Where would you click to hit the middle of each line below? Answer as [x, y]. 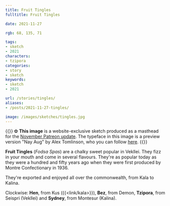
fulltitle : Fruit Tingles [32, 15]
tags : [11, 42]
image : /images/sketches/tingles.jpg [45, 117]
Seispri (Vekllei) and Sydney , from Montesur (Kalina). [61, 198]
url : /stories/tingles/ [30, 98]
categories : [18, 66]
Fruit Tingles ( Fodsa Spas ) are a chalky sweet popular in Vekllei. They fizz [83, 152]
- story [13, 70]
